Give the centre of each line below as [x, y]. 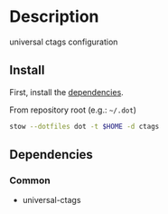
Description [54, 17]
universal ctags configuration [64, 42]
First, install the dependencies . [66, 92]
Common [30, 180]
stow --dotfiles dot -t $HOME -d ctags [84, 126]
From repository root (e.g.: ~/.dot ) [73, 110]
